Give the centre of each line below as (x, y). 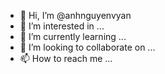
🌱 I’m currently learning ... (73, 36)
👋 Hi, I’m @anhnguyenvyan (75, 15)
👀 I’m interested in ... (62, 26)
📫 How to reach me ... (66, 58)
